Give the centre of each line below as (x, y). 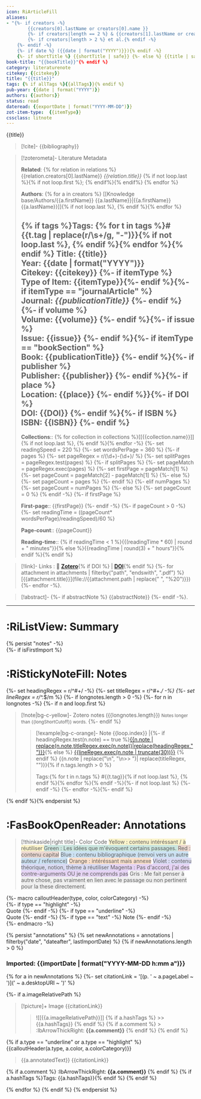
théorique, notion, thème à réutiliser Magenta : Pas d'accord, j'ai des (105, 867)
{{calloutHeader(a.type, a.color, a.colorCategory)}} (69, 1049)
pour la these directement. (54, 886)
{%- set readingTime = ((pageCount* (66, 512)
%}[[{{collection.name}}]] (162, 437)
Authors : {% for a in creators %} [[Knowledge (78, 194)
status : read (22, 101)
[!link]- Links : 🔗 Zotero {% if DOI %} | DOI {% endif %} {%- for (97, 566)
